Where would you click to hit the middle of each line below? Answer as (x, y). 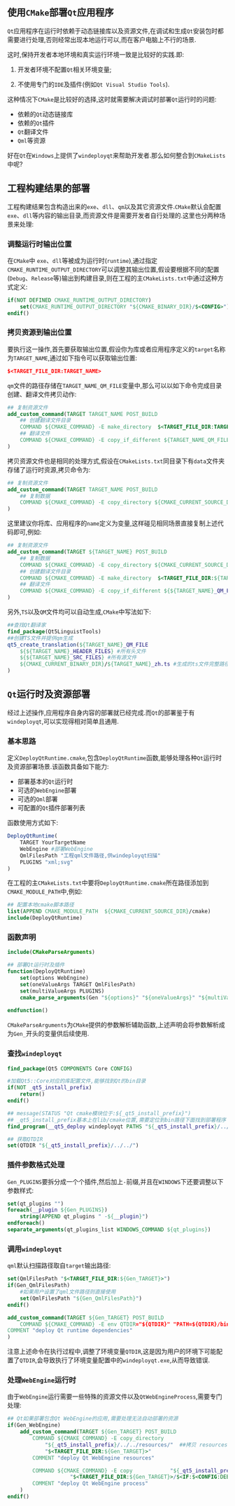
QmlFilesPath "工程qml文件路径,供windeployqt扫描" (90, 855)
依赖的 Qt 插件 (36, 123)
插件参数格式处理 (36, 1165)
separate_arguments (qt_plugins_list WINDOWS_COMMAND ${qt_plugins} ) (109, 1230)
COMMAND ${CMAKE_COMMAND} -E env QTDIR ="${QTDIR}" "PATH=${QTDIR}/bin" (126, 1324)
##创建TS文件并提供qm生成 (40, 638)
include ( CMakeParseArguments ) (51, 953)
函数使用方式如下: (33, 823)
